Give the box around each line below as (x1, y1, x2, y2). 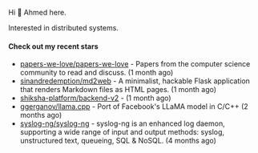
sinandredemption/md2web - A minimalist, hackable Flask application (19, 76, 251, 86)
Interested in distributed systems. (8, 23, 119, 32)
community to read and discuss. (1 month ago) (19, 68, 174, 78)
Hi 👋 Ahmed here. (8, 8, 67, 17)
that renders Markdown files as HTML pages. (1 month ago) (19, 85, 217, 95)
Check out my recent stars (8, 41, 99, 51)
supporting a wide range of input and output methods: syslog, (19, 127, 225, 137)
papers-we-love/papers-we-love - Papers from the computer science (19, 59, 251, 69)
